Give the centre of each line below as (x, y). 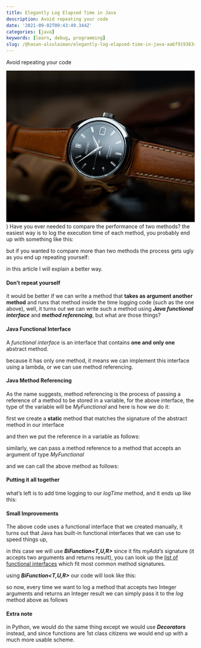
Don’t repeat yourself (33, 283)
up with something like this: (40, 239)
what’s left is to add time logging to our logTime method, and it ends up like (99, 493)
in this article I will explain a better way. (54, 269)
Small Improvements (32, 513)
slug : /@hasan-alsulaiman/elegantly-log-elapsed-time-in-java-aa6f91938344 (103, 44)
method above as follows (37, 600)
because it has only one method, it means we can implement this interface (98, 360)
